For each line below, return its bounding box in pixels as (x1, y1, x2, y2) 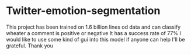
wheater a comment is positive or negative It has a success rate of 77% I (6, 29, 181, 36)
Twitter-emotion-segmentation (6, 4, 161, 18)
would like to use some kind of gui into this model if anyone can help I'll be (6, 36, 185, 43)
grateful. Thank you (6, 42, 54, 49)
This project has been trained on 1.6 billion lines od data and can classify (6, 23, 181, 30)
